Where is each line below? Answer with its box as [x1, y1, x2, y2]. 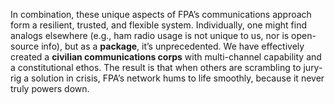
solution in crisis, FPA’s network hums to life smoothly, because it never [31, 72, 325, 84]
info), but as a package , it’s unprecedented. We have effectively [41, 40, 305, 52]
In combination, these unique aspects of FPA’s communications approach [10, 9, 312, 20]
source [10, 40, 40, 52]
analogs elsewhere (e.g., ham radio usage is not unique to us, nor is [10, 30, 290, 41]
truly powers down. [10, 83, 90, 94]
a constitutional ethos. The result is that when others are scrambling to [10, 62, 302, 73]
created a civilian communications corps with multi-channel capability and [10, 51, 322, 63]
